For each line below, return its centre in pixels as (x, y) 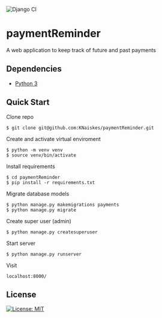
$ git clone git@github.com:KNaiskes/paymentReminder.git (80, 128)
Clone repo (20, 116)
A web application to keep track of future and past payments (81, 50)
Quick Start (28, 102)
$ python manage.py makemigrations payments (63, 205)
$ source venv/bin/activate (41, 155)
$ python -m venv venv (34, 150)
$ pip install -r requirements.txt (51, 182)
